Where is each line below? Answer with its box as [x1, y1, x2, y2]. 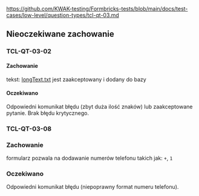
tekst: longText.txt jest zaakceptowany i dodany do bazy [6, 76, 146, 83]
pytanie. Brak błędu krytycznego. [6, 109, 90, 117]
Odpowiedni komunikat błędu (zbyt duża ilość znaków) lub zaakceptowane [6, 103, 193, 110]
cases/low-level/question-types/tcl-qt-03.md [6, 11, 119, 19]
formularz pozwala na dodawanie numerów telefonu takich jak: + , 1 [6, 154, 173, 162]
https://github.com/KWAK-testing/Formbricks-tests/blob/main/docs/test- [6, 5, 188, 12]
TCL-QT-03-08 [6, 124, 52, 132]
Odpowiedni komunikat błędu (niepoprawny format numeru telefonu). [6, 183, 179, 191]
